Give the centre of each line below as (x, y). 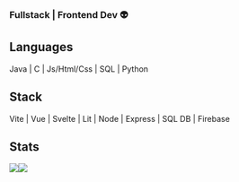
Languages (41, 47)
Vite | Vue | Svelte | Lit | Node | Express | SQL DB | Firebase (120, 118)
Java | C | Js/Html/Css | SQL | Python (79, 69)
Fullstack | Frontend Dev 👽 (69, 14)
